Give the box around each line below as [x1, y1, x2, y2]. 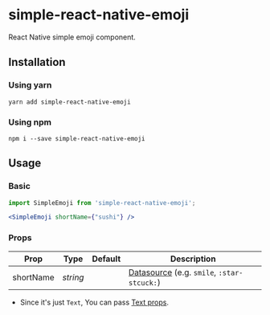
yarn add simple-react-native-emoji [8, 98, 131, 106]
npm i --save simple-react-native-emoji [8, 134, 146, 142]
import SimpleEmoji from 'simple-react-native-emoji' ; [8, 198, 196, 207]
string [62, 272, 84, 283]
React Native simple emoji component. [8, 32, 137, 42]
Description [170, 253, 216, 264]
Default [92, 253, 121, 264]
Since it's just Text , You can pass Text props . [19, 297, 170, 307]
